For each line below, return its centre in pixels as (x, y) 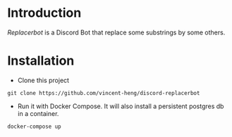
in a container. (38, 113)
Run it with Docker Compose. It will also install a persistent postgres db (121, 106)
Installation (41, 61)
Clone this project (43, 80)
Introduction (44, 13)
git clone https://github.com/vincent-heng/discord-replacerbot (104, 93)
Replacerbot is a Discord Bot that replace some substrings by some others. (116, 32)
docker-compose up (34, 126)
